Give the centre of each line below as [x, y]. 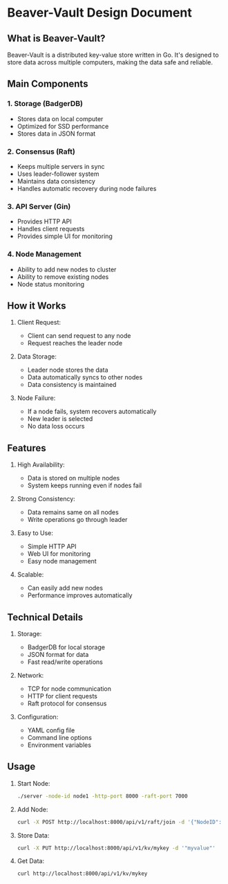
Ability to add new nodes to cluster [67, 269]
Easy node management [62, 561]
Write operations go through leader [77, 520]
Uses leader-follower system [58, 174]
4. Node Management [44, 254]
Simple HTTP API [52, 547]
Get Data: [31, 861]
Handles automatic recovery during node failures [87, 188]
